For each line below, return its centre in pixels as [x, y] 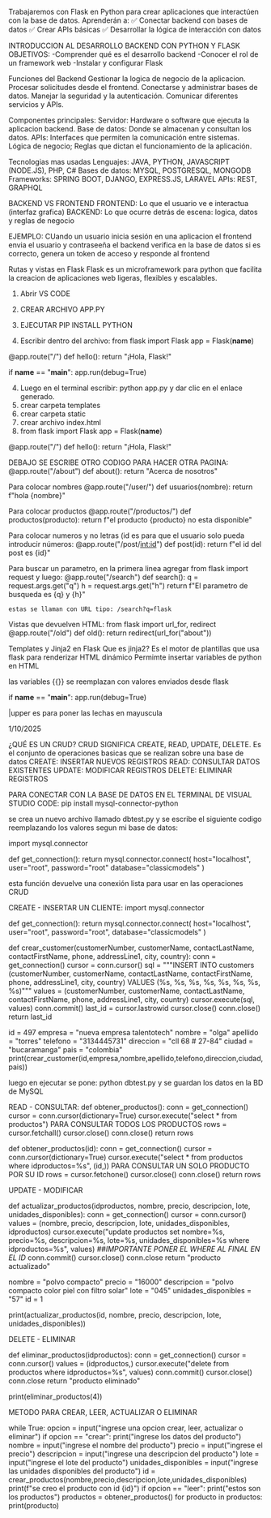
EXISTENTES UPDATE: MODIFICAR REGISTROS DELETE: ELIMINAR [120, 770]
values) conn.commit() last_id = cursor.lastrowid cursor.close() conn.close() [135, 1008]
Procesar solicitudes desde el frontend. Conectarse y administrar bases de [133, 87]
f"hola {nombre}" [37, 495]
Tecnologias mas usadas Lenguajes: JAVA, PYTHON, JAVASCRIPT [119, 162]
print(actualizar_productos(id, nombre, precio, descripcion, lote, [115, 1315]
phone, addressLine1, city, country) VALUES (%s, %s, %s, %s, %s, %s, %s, [134, 982]
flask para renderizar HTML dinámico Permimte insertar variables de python [135, 657]
